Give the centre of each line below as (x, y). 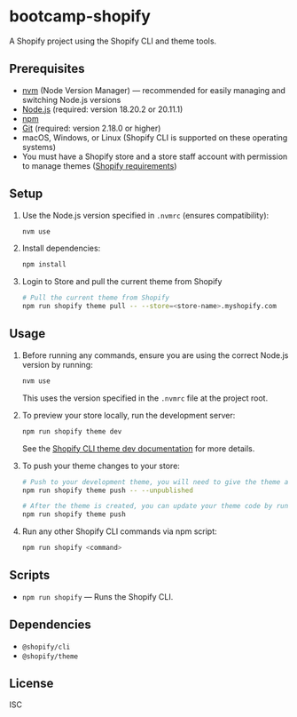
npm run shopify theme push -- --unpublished (107, 490)
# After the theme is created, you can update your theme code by (147, 506)
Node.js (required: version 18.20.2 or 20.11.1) (102, 109)
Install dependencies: (61, 248)
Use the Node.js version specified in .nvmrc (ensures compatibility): (145, 215)
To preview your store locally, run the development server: (129, 415)
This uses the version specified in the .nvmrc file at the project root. (145, 398)
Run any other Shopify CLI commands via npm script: (119, 531)
